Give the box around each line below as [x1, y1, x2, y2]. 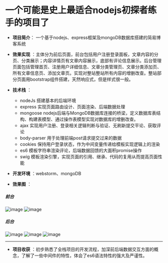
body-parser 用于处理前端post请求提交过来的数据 [19, 135, 122, 141]
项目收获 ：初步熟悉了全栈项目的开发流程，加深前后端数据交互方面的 [12, 246, 154, 252]
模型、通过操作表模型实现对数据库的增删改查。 [41, 116, 138, 122]
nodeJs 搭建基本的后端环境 [19, 97, 76, 103]
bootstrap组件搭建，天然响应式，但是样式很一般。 [29, 76, 133, 82]
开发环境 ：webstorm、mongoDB [12, 170, 81, 176]
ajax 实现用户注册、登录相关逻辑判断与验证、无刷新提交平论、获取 [19, 122, 157, 128]
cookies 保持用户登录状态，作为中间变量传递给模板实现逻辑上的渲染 [19, 141, 160, 147]
